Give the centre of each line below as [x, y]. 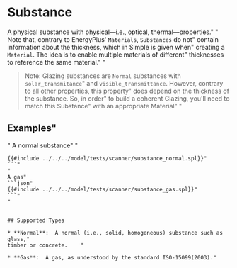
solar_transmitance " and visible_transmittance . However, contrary [124, 83]
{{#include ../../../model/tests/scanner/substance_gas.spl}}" [103, 189]
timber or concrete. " [45, 245]
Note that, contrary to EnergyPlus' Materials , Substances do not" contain [113, 39]
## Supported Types [36, 220]
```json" [20, 183]
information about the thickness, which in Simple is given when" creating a [116, 47]
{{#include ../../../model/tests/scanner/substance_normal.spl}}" [107, 158]
